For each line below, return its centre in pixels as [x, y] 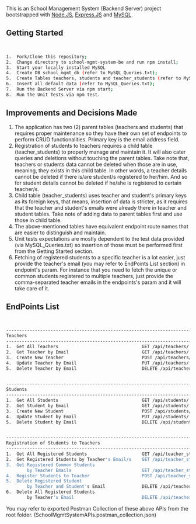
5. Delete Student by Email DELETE [82, 422]
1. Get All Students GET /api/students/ [98, 400]
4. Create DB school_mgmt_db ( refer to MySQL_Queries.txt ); [82, 73]
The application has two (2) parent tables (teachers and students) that [99, 127]
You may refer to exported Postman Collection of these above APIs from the [97, 508]
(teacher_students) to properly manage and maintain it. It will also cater [100, 152]
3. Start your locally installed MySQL [56, 67]
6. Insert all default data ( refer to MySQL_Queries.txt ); [81, 84]
